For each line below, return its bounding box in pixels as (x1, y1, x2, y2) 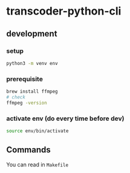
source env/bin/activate (6, 127, 69, 134)
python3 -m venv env (6, 60, 59, 66)
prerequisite (6, 75, 44, 83)
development (6, 29, 57, 39)
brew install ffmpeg (6, 89, 59, 95)
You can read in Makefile (6, 161, 68, 168)
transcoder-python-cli (6, 4, 122, 18)
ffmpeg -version (6, 100, 47, 106)
